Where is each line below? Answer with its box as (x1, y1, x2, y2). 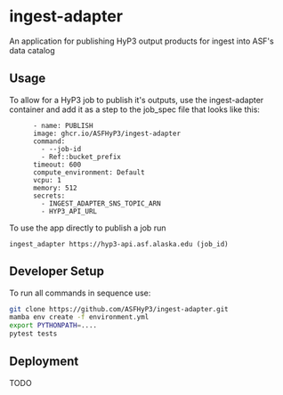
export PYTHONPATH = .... (9, 321, 98, 330)
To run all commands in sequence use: (9, 287, 151, 298)
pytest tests (9, 329, 58, 339)
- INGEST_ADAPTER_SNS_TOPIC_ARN (41, 198, 162, 208)
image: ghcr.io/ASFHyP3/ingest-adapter (32, 129, 181, 138)
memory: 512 (32, 183, 77, 192)
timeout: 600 (32, 160, 82, 169)
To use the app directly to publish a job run (9, 222, 166, 233)
